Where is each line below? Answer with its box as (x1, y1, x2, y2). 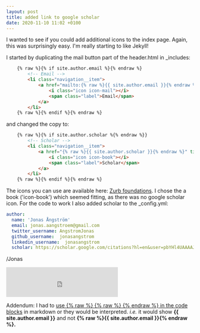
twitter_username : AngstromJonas (11, 228, 95, 234)
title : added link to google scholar (6, 14, 100, 20)
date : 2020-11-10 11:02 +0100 (6, 20, 82, 26)
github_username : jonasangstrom (11, 234, 95, 239)
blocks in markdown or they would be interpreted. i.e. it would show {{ (6, 308, 179, 316)
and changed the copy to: (6, 120, 70, 128)
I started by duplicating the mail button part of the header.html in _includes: (6, 54, 190, 61)
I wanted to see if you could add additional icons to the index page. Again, (6, 36, 188, 43)
